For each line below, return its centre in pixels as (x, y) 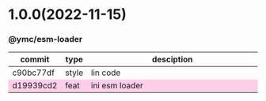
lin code (106, 73)
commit (35, 59)
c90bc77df (34, 73)
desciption (172, 59)
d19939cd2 (35, 86)
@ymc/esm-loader (46, 39)
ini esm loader (117, 86)
